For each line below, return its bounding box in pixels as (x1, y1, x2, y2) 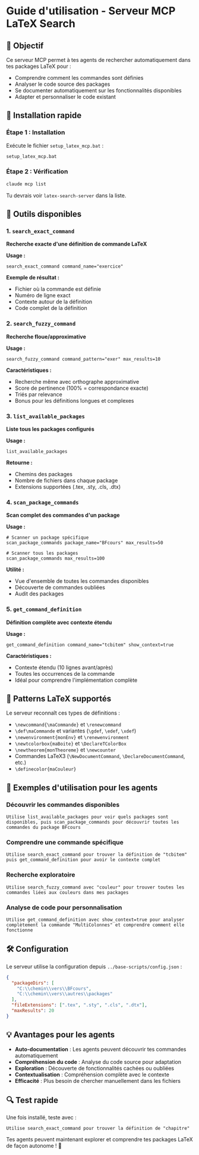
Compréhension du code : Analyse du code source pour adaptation (14, 1058, 181, 1065)
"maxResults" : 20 (11, 1008, 55, 1014)
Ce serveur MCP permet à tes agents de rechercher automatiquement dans (6, 57, 191, 63)
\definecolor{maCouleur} (14, 766, 77, 772)
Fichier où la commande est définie (14, 285, 102, 293)
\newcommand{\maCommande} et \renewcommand (14, 721, 122, 728)
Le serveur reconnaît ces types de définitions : (6, 709, 121, 716)
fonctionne (6, 927, 33, 933)
